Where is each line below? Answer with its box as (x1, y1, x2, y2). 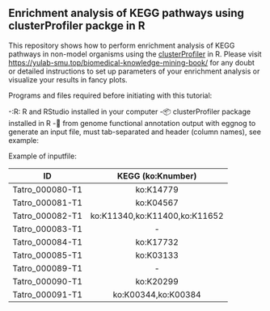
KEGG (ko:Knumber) (116, 170, 197, 181)
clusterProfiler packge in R (8, 19, 146, 33)
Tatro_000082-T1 (12, 210, 83, 221)
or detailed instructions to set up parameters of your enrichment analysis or (8, 66, 260, 76)
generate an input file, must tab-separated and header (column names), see (8, 127, 261, 137)
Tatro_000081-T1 (12, 197, 83, 208)
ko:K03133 (135, 250, 179, 261)
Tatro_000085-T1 (12, 250, 83, 261)
